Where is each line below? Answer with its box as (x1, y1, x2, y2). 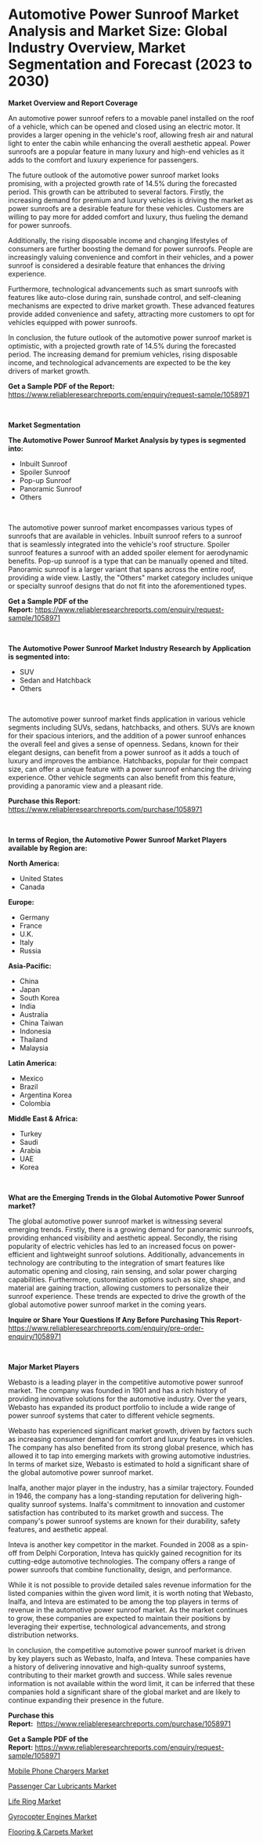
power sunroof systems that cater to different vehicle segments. (8, 1410, 215, 1420)
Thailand (19, 1034, 49, 1044)
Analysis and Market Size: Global (8, 22, 228, 40)
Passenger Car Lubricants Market (8, 1781, 117, 1791)
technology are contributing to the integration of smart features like (8, 1258, 225, 1268)
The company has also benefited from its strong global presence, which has (8, 1443, 254, 1452)
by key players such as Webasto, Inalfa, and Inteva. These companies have (8, 1653, 250, 1663)
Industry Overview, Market (8, 39, 186, 57)
